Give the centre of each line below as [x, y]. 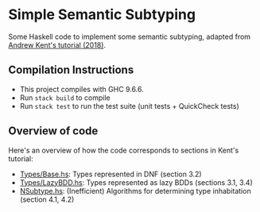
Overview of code [53, 131]
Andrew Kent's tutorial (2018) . [57, 44]
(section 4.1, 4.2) [47, 199]
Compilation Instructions [71, 70]
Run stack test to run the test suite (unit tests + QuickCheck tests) [130, 106]
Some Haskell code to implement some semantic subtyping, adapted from [130, 37]
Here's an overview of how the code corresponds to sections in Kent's [124, 150]
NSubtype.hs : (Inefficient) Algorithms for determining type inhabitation [136, 191]
